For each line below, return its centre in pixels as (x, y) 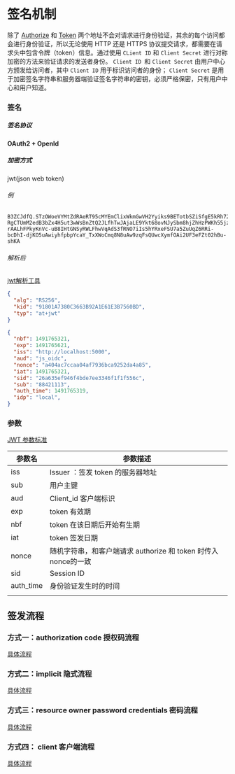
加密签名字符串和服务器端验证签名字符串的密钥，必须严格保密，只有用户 (117, 78)
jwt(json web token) (36, 178)
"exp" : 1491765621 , (42, 346)
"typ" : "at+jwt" (37, 313)
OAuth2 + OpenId (33, 143)
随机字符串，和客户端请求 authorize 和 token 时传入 (134, 551)
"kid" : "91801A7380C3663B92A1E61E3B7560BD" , (79, 307)
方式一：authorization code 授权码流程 (73, 638)
